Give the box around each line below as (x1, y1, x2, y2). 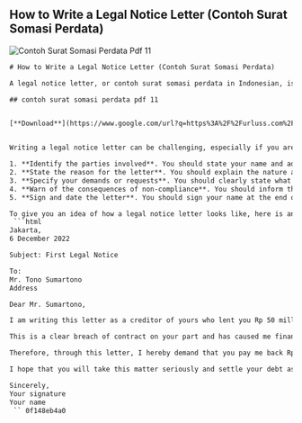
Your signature (9, 389, 67, 399)
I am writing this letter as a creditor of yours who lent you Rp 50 (9, 316, 276, 325)
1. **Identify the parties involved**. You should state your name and (9, 159, 283, 169)
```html (13, 218, 42, 227)
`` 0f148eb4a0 (13, 406, 67, 415)
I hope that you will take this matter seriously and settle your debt (9, 364, 283, 374)
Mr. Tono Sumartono (9, 274, 83, 284)
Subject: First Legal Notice (9, 251, 119, 260)
